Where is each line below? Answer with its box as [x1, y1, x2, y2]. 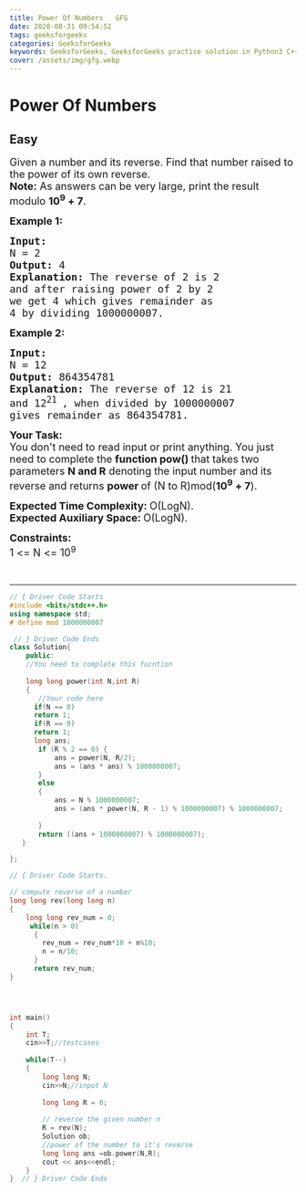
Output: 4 [9, 258, 66, 271]
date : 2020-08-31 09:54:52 [9, 22, 112, 31]
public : [25, 651, 55, 660]
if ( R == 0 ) [33, 719, 76, 729]
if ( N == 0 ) [33, 702, 76, 712]
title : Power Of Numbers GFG [9, 13, 128, 23]
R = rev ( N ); [42, 1123, 88, 1133]
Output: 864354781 [9, 371, 116, 384]
